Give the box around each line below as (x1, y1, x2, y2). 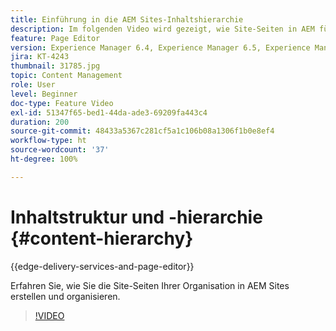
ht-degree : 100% (10, 154, 78, 164)
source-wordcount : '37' (10, 145, 110, 155)
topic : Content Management (10, 71, 123, 81)
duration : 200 (10, 117, 70, 127)
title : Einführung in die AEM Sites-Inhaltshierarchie (10, 14, 244, 25)
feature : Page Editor (10, 33, 101, 43)
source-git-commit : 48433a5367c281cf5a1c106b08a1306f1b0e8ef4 (10, 126, 275, 136)
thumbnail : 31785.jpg (10, 61, 101, 71)
